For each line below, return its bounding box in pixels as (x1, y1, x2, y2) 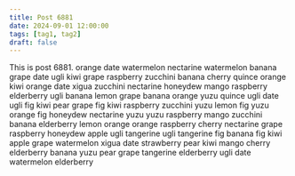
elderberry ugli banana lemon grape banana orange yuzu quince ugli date (9, 91, 280, 101)
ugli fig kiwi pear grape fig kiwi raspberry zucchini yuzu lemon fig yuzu (9, 100, 269, 111)
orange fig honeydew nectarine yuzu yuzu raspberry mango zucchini (9, 109, 263, 120)
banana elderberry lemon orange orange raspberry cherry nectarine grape (9, 119, 283, 130)
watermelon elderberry (9, 156, 94, 167)
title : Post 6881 (9, 12, 74, 22)
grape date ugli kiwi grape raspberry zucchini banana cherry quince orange (9, 72, 287, 83)
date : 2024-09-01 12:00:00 (9, 21, 109, 30)
